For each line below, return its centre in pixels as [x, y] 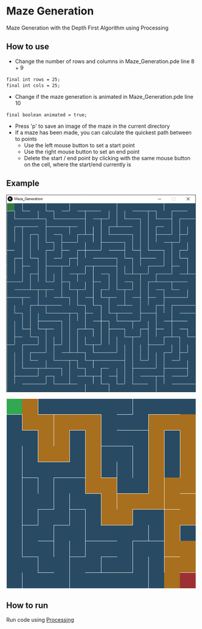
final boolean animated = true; [47, 115]
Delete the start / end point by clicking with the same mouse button [107, 158]
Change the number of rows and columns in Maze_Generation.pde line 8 [105, 61]
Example [23, 183]
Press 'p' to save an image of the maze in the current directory [92, 126]
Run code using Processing [40, 620]
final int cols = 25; [33, 86]
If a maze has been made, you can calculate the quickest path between [103, 132]
